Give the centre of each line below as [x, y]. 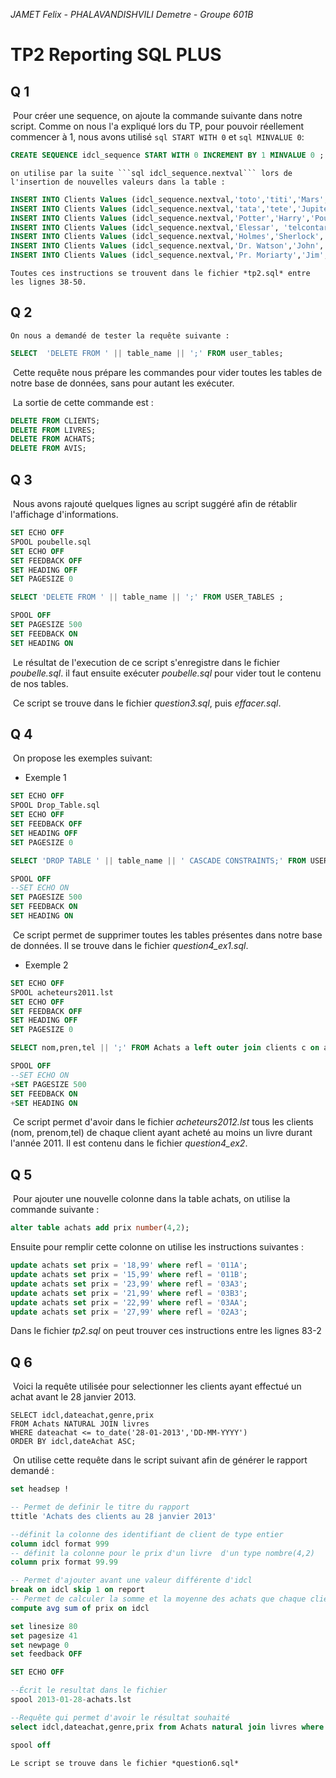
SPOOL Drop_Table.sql [55, 805]
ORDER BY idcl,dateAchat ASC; [73, 1442]
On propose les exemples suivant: [82, 758]
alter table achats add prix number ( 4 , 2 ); [100, 1228]
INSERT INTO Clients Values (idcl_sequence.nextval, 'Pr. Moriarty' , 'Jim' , [169, 255]
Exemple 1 [45, 778]
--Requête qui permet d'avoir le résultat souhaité [120, 1717]
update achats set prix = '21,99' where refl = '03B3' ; [129, 1293]
